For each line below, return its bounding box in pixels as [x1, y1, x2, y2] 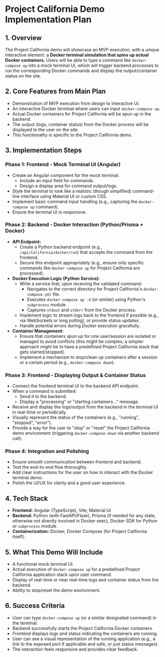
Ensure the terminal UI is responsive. [12, 209, 87, 215]
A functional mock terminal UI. [12, 561, 74, 567]
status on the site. [5, 73, 42, 79]
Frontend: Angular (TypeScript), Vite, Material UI [12, 507, 111, 513]
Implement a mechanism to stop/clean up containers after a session [19, 354, 158, 360]
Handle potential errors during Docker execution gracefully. [19, 323, 140, 328]
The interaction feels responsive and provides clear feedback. [12, 646, 138, 652]
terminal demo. [12, 475, 43, 481]
